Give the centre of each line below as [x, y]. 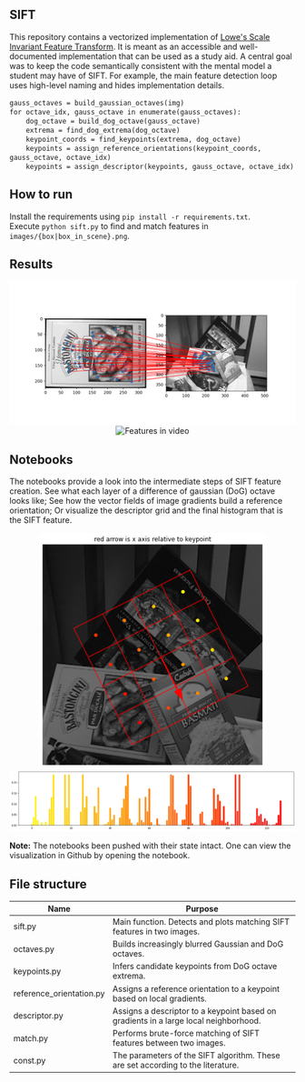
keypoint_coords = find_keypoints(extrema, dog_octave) [134, 139]
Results [31, 264]
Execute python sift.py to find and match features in [109, 225]
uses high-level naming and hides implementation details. [117, 85]
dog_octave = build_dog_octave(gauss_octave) [113, 121]
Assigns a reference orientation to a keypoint [196, 988]
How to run [41, 195]
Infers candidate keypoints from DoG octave [195, 967]
